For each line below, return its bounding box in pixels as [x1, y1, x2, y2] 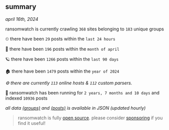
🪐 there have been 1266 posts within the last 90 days [5, 56, 119, 62]
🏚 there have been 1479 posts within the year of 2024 [5, 68, 120, 74]
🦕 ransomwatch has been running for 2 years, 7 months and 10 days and [5, 89, 160, 95]
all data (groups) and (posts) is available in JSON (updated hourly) [5, 105, 146, 111]
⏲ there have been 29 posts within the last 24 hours [5, 36, 116, 42]
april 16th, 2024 [5, 16, 39, 22]
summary [5, 3, 37, 11]
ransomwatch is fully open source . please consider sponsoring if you [17, 115, 163, 121]
